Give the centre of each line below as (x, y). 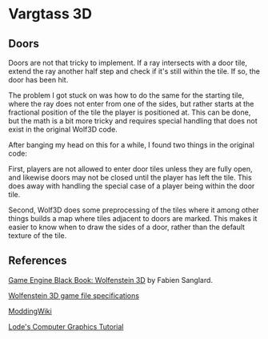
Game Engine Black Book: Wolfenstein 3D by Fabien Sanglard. (111, 280)
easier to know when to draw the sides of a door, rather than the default (127, 227)
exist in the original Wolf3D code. (63, 129)
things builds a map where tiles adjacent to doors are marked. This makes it (133, 218)
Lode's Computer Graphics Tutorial (66, 326)
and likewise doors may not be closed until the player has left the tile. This (130, 178)
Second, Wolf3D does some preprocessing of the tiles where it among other (134, 210)
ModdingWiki (30, 311)
